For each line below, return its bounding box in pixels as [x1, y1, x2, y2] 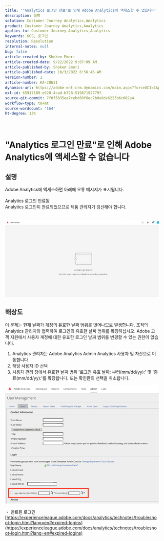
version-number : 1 [5, 75, 42, 80]
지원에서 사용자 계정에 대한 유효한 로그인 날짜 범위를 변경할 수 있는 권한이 [10, 334, 150, 340]
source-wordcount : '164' [5, 106, 56, 111]
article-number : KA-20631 [5, 80, 58, 85]
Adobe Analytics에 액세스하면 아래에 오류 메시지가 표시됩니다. [5, 186, 124, 192]
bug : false [5, 49, 27, 54]
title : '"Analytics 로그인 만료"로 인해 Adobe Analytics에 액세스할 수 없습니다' [5, 8, 157, 13]
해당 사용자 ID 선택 [12, 362, 48, 369]
